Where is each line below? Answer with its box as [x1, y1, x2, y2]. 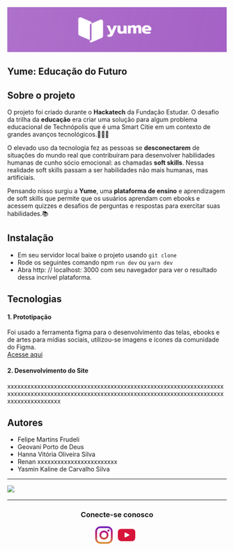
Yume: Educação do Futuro [7, 66, 127, 77]
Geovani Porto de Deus [17, 443, 84, 451]
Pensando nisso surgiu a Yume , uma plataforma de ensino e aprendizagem [7, 187, 225, 195]
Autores [7, 417, 43, 429]
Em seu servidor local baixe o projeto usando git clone [17, 250, 177, 259]
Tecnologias [7, 293, 62, 305]
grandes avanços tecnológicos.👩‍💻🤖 [7, 130, 109, 139]
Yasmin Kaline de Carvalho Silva [17, 465, 110, 474]
